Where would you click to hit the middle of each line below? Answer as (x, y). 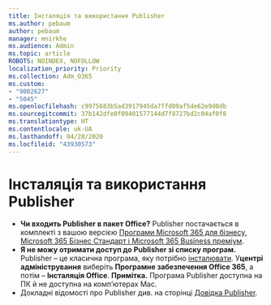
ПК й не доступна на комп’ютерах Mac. (88, 284)
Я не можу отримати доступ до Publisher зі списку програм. (128, 250)
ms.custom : (27, 84)
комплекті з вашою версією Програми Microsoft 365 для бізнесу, (133, 233)
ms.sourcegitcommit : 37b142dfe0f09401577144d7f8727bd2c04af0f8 (118, 114)
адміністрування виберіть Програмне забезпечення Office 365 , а (137, 267)
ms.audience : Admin (41, 46)
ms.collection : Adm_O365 (50, 76)
